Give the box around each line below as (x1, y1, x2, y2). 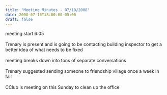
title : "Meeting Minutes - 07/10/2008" (5, 7, 90, 13)
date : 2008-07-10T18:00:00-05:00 (5, 12, 76, 17)
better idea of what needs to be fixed (5, 46, 83, 53)
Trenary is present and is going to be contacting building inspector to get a (5, 41, 162, 47)
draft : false (5, 17, 33, 22)
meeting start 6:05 (5, 31, 44, 37)
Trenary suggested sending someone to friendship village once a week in (5, 68, 159, 74)
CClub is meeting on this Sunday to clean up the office (5, 84, 120, 90)
